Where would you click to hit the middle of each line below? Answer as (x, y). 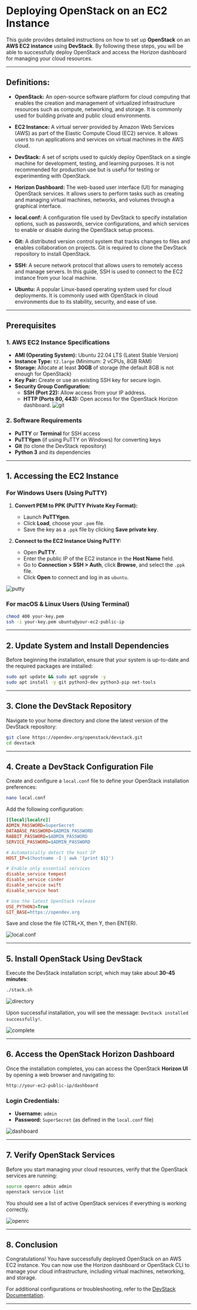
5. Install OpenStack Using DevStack (74, 959)
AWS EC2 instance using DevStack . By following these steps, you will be (95, 46)
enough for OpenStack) (43, 374)
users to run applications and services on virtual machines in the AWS (99, 139)
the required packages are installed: (50, 666)
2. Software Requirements (44, 420)
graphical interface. (38, 206)
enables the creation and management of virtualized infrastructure (95, 103)
